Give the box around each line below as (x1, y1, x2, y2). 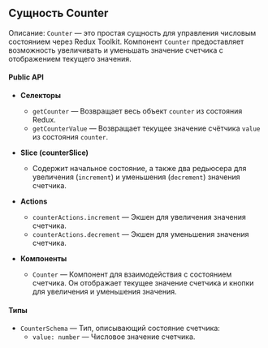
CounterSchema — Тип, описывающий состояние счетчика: (19, 324, 221, 333)
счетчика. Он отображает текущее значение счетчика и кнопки (32, 278, 254, 288)
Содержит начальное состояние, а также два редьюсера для (32, 164, 247, 174)
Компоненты (19, 254, 67, 264)
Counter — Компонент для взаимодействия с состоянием (32, 269, 232, 279)
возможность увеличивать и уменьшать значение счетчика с (8, 45, 223, 55)
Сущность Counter (8, 6, 109, 20)
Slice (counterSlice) (19, 148, 89, 157)
